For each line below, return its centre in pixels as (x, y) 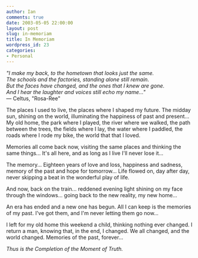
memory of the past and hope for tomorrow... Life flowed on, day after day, (98, 171)
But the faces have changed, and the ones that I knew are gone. (86, 86)
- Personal (20, 56)
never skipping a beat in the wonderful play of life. (68, 177)
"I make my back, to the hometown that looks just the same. (80, 73)
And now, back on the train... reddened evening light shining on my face (95, 189)
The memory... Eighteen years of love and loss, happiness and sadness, (95, 164)
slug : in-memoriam (29, 34)
